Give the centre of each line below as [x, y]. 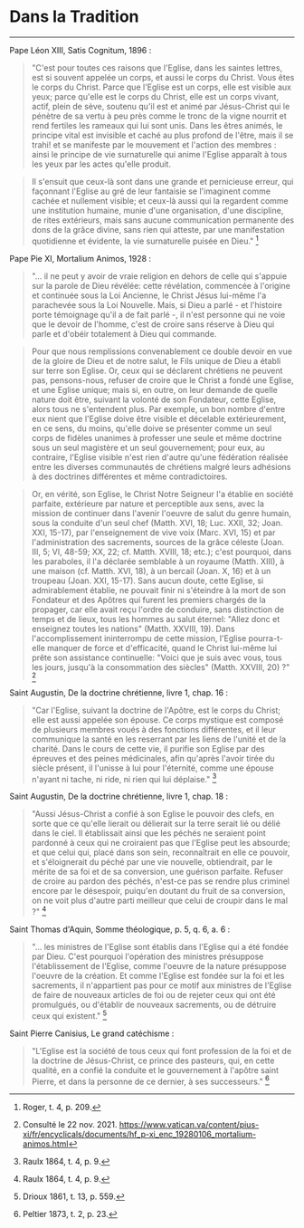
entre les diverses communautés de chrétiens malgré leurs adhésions [161, 466]
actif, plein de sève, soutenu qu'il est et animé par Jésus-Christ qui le [161, 106]
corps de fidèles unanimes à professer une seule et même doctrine [157, 437]
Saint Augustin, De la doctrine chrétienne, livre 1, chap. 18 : [119, 796]
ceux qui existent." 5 [69, 1014]
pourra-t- [266, 638]
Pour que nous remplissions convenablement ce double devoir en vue [161, 351]
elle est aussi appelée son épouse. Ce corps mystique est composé [157, 720]
